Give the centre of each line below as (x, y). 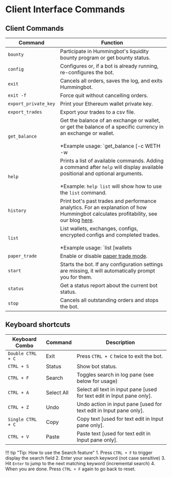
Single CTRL (23, 419)
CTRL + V (18, 437)
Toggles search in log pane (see (115, 375)
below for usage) (97, 381)
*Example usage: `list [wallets (96, 248)
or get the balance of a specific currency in (112, 127)
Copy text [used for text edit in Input (120, 419)
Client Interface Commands (65, 9)
